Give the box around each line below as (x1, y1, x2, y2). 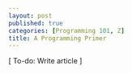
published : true (8, 19, 63, 27)
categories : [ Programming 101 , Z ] (8, 26, 126, 34)
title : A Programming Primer (8, 34, 107, 43)
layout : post (8, 11, 53, 20)
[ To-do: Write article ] (8, 56, 83, 66)
